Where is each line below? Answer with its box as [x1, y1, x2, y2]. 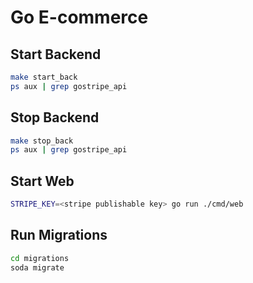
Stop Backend [10, 109, 100, 126]
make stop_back [10, 136, 74, 146]
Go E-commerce [10, 6, 149, 29]
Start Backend [10, 46, 102, 63]
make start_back [10, 72, 78, 82]
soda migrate [10, 262, 65, 273]
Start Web [10, 172, 75, 190]
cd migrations [10, 253, 70, 263]
